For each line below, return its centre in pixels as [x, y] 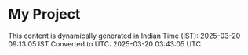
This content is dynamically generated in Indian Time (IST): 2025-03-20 [124, 36]
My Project [44, 14]
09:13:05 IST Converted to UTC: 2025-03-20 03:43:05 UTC [105, 43]
